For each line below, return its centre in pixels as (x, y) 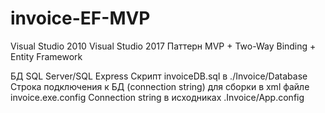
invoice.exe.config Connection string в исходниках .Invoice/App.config (157, 97)
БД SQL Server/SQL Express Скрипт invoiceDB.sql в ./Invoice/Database (159, 76)
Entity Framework (46, 56)
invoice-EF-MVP (80, 18)
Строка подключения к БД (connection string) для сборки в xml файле (160, 86)
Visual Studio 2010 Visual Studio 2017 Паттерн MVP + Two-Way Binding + (163, 46)
